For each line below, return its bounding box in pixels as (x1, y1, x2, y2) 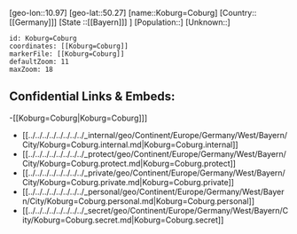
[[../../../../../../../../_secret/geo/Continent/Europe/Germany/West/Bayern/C (21, 205, 289, 215)
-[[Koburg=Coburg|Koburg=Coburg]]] (9, 113, 148, 123)
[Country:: (219, 8, 257, 18)
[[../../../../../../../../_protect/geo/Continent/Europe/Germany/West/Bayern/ (21, 148, 286, 159)
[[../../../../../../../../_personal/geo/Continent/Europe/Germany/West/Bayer (21, 186, 285, 197)
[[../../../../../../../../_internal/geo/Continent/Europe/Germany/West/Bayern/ (21, 129, 288, 140)
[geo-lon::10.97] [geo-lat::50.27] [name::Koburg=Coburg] (9, 8, 218, 18)
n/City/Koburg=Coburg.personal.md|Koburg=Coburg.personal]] (21, 195, 255, 207)
